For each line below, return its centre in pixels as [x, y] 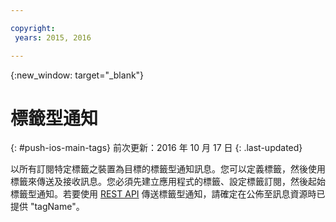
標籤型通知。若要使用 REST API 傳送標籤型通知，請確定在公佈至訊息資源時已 [168, 194]
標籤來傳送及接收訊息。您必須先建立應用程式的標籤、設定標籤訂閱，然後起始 [168, 182]
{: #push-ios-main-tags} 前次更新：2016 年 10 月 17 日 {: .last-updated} [156, 148]
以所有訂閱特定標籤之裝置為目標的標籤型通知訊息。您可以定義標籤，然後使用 [168, 169]
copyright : [33, 28]
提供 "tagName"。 [47, 207]
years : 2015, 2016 [53, 37]
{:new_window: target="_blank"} [77, 75]
